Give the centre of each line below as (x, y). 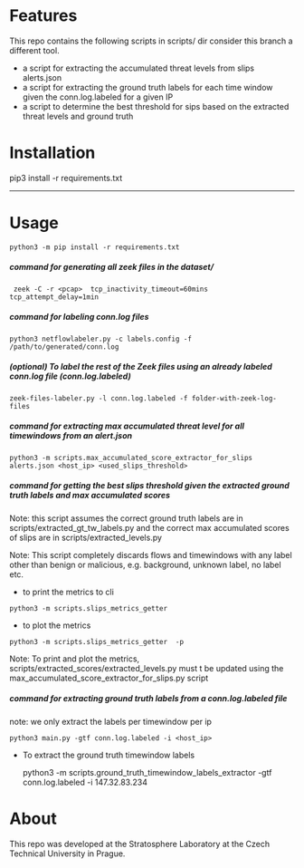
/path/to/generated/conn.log (64, 347)
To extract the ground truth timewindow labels (109, 755)
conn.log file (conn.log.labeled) (70, 376)
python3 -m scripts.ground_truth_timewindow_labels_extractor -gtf (147, 772)
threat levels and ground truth (78, 116)
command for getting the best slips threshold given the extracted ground (149, 486)
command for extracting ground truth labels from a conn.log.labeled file (148, 699)
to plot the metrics (57, 625)
